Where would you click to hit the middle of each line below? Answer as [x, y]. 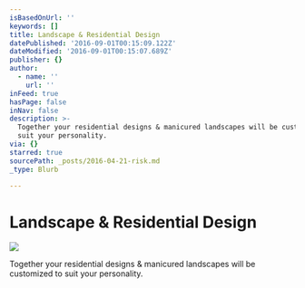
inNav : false [34, 110]
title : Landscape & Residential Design [85, 34]
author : [24, 69]
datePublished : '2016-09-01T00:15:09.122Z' [93, 43]
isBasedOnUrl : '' [42, 18]
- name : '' [38, 77]
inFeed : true [34, 93]
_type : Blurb [34, 169]
